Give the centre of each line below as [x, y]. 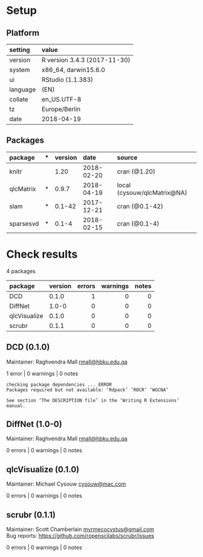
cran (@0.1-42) [140, 206]
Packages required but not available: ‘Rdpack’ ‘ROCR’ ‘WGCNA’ [88, 390]
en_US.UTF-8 [61, 99]
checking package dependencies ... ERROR [59, 385]
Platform [23, 33]
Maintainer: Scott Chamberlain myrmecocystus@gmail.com [80, 529]
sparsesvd [24, 223]
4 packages [21, 271]
